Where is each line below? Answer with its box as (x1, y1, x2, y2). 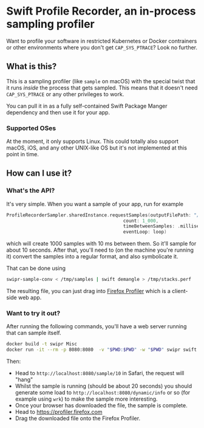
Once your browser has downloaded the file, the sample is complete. (15, 402, 188, 409)
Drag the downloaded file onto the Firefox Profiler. (15, 415, 141, 422)
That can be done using (6, 264, 66, 272)
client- (172, 288, 188, 295)
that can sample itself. (6, 330, 62, 337)
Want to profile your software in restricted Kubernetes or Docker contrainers (6, 37, 197, 44)
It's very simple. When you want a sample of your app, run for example (6, 200, 184, 207)
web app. (18, 294, 42, 302)
